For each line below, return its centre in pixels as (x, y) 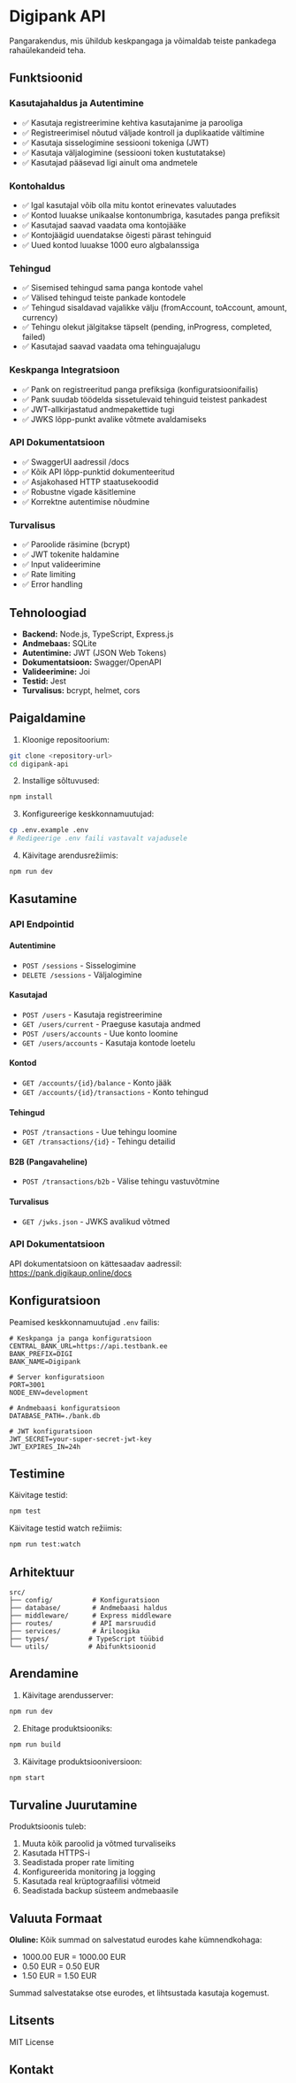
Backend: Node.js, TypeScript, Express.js (98, 634)
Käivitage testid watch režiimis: (66, 1528)
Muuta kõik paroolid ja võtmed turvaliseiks (99, 1844)
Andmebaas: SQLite (59, 643)
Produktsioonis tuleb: (48, 1826)
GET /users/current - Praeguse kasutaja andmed (111, 1023)
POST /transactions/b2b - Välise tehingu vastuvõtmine (121, 1181)
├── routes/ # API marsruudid (83, 1624)
